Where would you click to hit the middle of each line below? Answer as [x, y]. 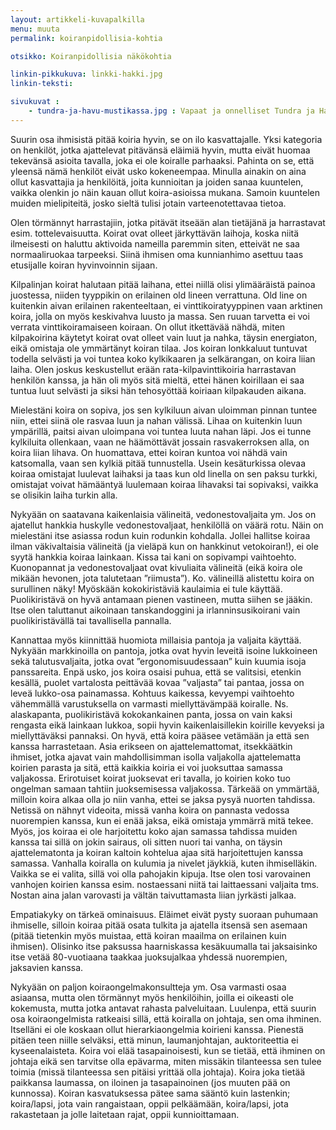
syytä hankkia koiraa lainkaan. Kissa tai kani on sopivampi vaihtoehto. [153, 557]
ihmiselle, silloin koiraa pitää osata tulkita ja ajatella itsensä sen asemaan [159, 925]
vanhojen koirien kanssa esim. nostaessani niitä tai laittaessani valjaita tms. [165, 884]
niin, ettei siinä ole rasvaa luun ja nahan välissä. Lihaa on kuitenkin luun [156, 420]
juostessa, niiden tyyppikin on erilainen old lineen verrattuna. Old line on [159, 295]
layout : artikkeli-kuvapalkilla [77, 19]
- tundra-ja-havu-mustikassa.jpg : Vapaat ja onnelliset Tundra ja [171, 111]
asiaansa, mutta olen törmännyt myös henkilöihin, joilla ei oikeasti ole [152, 997]
